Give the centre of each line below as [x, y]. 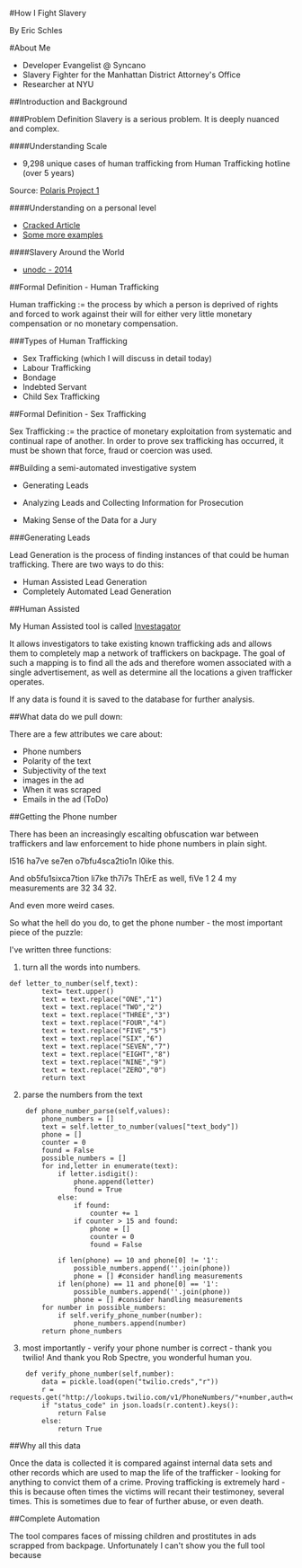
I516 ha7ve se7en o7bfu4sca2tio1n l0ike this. [92, 861]
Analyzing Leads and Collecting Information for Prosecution [133, 503]
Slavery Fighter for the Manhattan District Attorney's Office [131, 75]
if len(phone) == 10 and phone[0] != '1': [138, 1261]
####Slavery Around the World [67, 252]
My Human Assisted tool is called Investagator [95, 626]
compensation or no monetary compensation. [94, 323]
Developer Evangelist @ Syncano [84, 65]
